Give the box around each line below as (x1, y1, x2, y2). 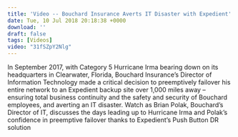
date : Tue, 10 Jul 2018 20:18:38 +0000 (7, 17, 127, 24)
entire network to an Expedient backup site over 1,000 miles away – (7, 86, 206, 94)
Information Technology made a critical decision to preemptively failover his (7, 78, 231, 86)
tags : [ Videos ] (7, 37, 53, 44)
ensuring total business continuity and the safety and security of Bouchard (7, 93, 227, 102)
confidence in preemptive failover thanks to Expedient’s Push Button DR (7, 116, 219, 124)
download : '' (7, 23, 46, 31)
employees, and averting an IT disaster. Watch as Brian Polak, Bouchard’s (7, 101, 224, 109)
